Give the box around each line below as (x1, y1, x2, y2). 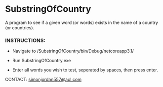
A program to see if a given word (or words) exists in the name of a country (5, 20, 158, 25)
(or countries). (5, 24, 35, 30)
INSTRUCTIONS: (5, 37, 46, 43)
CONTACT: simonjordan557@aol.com (5, 77, 81, 83)
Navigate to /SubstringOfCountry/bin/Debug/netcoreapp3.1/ (12, 48, 134, 54)
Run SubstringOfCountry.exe (12, 58, 71, 64)
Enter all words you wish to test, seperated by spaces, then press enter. (12, 67, 158, 73)
